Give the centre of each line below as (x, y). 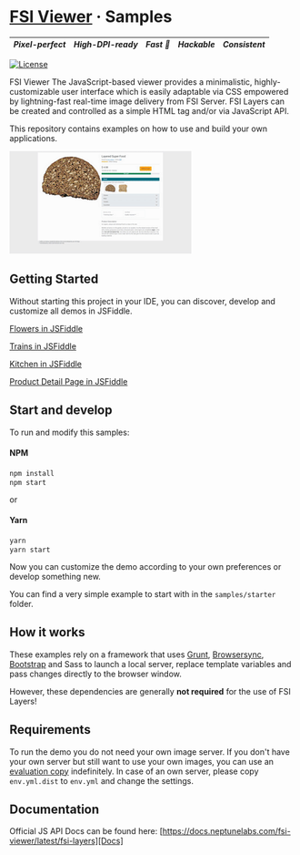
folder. (21, 603)
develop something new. (55, 576)
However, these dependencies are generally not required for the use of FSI (150, 691)
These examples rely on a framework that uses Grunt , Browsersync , (137, 654)
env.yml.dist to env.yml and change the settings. (101, 780)
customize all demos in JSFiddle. (71, 311)
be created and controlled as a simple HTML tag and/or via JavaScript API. (149, 110)
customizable (35, 91)
